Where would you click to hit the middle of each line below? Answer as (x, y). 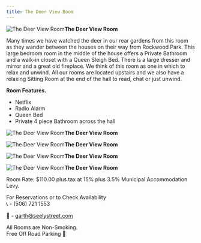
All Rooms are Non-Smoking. (42, 227)
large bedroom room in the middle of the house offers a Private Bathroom (97, 53)
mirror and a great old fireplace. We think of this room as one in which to (96, 66)
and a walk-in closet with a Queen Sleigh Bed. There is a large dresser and (98, 59)
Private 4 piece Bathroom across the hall (65, 121)
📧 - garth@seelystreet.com (40, 215)
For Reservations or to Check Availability (56, 197)
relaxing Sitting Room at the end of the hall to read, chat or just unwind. (94, 79)
